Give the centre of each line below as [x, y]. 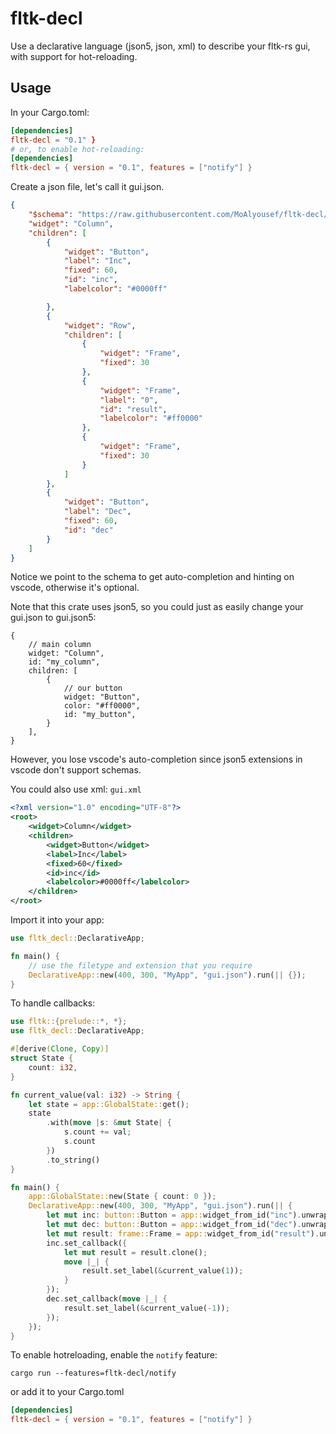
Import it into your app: [57, 920]
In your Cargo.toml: [50, 112]
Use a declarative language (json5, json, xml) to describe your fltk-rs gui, [160, 46]
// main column [60, 645]
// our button [93, 688]
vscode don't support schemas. [76, 770]
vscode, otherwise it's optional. [75, 588]
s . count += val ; [97, 1132]
